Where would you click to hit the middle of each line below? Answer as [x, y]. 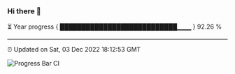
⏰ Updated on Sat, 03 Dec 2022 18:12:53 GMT [74, 50]
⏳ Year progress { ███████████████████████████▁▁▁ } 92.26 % [115, 27]
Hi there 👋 [24, 11]
